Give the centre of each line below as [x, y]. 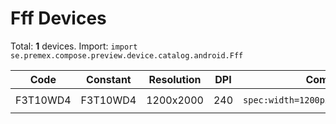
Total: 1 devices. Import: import [74, 46]
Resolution [175, 79]
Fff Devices [58, 18]
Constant [109, 79]
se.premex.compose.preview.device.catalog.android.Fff [127, 55]
